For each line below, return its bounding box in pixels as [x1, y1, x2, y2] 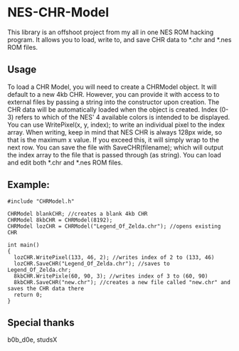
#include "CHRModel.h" [7, 197, 75, 205]
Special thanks [7, 316, 75, 328]
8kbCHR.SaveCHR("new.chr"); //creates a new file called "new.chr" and [14, 278, 231, 285]
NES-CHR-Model [7, 4, 110, 21]
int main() [7, 241, 40, 248]
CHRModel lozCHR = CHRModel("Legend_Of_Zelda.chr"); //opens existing [7, 222, 221, 230]
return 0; [14, 291, 43, 298]
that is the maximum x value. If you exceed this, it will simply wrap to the [7, 135, 219, 144]
